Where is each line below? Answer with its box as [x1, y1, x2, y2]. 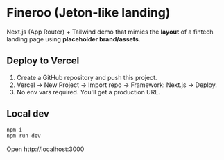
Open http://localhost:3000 [6, 145, 85, 153]
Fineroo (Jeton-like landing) [6, 5, 171, 21]
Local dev [6, 108, 50, 120]
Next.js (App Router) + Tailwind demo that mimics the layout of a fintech [6, 28, 214, 36]
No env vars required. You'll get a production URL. [16, 88, 161, 96]
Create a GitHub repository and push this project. [16, 73, 157, 81]
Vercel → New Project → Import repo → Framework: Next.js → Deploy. [16, 81, 218, 89]
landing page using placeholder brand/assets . [6, 34, 141, 43]
